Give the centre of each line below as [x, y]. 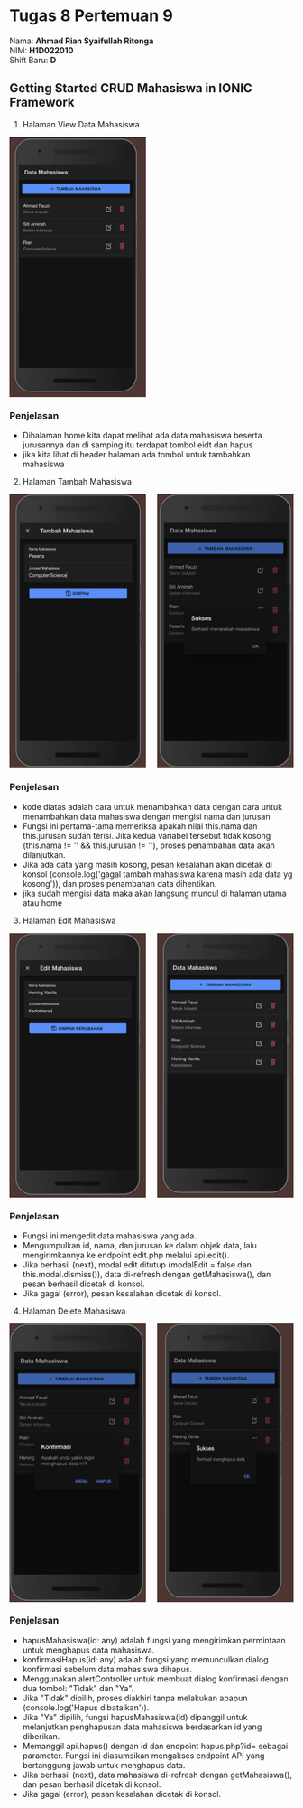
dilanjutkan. [44, 854]
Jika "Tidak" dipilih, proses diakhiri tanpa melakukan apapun [135, 1698]
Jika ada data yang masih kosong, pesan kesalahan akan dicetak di [147, 864]
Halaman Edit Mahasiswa [69, 920]
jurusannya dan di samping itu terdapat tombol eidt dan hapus [138, 445]
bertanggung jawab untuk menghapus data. [104, 1765]
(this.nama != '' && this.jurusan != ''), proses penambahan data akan [148, 845]
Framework [42, 103]
